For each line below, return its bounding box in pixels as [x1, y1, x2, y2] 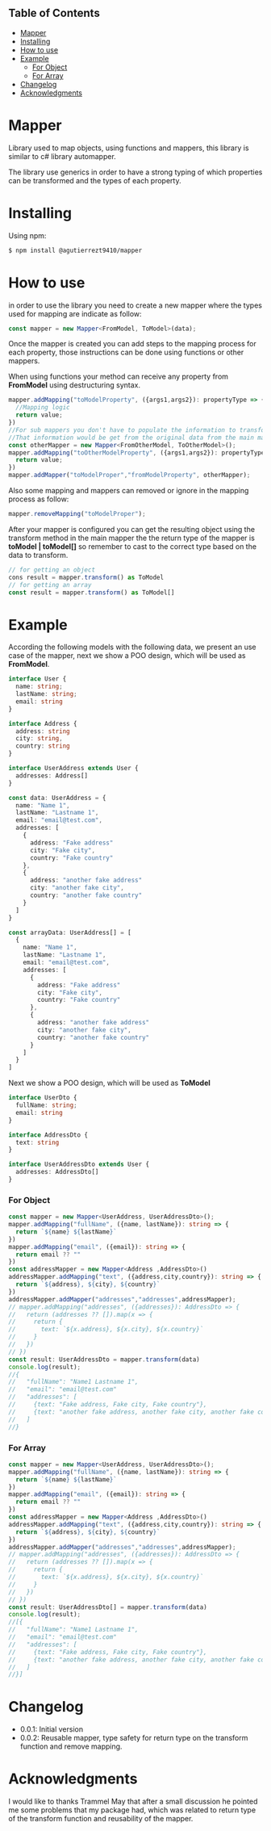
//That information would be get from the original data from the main [8, 434, 254, 442]
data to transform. [8, 550, 69, 559]
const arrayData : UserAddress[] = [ [8, 928, 131, 936]
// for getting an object [8, 565, 95, 574]
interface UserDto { [8, 1094, 78, 1102]
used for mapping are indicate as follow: [8, 308, 143, 318]
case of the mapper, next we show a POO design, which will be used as [8, 651, 246, 660]
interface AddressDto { [8, 1130, 89, 1139]
